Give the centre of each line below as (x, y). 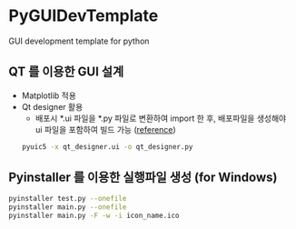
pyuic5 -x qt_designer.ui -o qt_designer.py (107, 146)
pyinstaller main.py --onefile (68, 207)
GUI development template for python (79, 41)
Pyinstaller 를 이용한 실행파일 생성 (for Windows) (143, 178)
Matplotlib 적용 (49, 95)
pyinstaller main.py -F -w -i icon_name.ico (94, 216)
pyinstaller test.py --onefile (68, 199)
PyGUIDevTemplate (84, 16)
